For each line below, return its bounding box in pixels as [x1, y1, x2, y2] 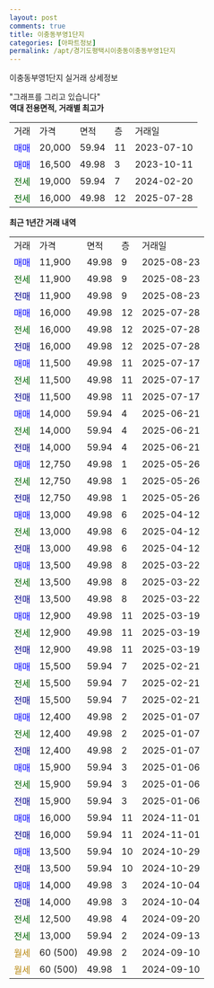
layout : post [9, 13, 58, 22]
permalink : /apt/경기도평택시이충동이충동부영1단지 [9, 47, 176, 56]
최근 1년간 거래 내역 [9, 217, 77, 228]
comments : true [9, 22, 66, 31]
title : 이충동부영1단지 [9, 30, 85, 39]
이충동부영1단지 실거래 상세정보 [9, 73, 118, 84]
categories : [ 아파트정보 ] [9, 38, 97, 48]
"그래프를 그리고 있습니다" [9, 92, 101, 102]
